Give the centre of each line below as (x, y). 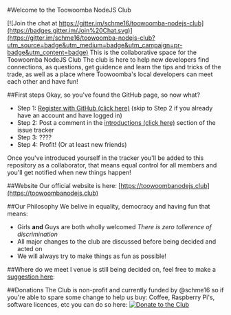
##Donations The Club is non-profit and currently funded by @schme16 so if (115, 290)
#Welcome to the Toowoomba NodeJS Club (69, 10)
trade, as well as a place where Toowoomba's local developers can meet (110, 74)
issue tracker (35, 130)
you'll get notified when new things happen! (69, 172)
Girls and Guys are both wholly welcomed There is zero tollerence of (114, 227)
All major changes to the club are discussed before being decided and (117, 242)
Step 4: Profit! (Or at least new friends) (72, 144)
